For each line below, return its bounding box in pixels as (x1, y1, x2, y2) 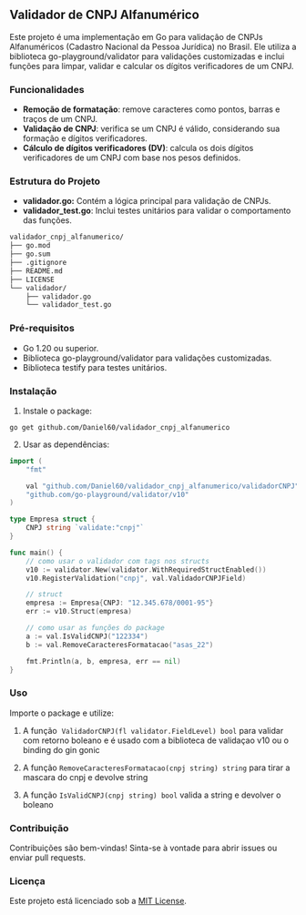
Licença (9, 874, 46, 887)
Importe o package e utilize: (9, 707, 115, 718)
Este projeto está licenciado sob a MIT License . (9, 896, 187, 907)
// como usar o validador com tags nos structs (25, 556, 209, 565)
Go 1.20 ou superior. (22, 342, 99, 353)
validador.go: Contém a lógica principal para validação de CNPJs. (22, 196, 271, 207)
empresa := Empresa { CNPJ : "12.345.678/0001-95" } (25, 598, 214, 608)
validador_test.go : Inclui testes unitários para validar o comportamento (22, 205, 291, 217)
